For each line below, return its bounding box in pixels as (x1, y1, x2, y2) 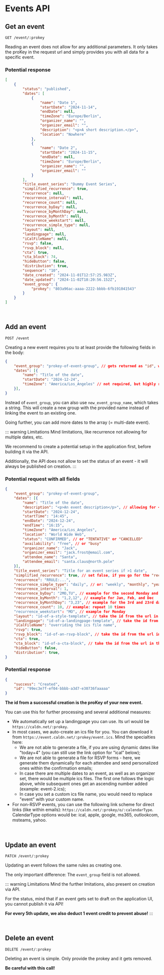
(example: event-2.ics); (19, 786, 66, 792)
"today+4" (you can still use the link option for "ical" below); (19, 750, 141, 756)
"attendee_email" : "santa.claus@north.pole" (22, 560, 115, 564)
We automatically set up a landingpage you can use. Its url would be (12, 719, 150, 725)
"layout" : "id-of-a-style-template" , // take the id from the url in (14, 614, 159, 619)
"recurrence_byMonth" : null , (22, 213, 82, 219)
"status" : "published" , (22, 86, 71, 92)
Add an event (5, 323, 46, 331)
